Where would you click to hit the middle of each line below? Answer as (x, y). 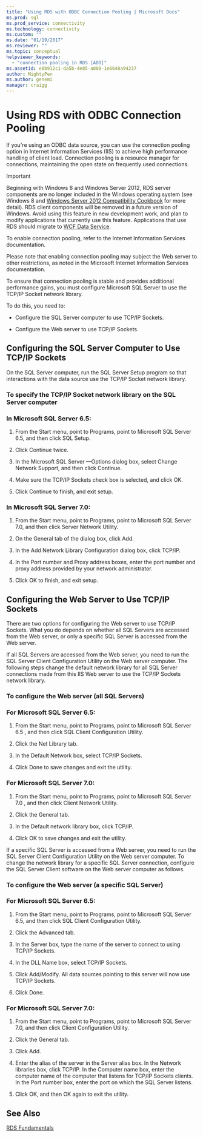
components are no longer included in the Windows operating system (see (99, 194)
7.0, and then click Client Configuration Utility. (72, 1028)
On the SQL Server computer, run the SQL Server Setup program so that (96, 372)
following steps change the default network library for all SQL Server (92, 667)
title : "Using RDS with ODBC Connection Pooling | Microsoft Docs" (93, 12)
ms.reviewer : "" (27, 46)
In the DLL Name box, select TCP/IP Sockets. (71, 962)
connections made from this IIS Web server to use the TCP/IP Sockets (94, 674)
